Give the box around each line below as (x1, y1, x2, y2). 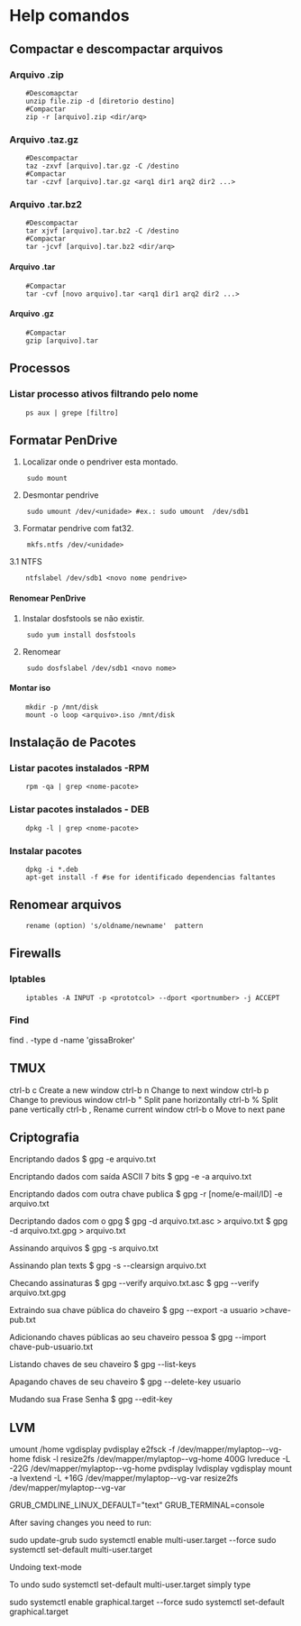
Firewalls (9, 946, 61, 961)
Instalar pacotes (9, 844, 83, 857)
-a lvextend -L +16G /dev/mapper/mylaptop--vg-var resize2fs (9, 1473, 239, 1484)
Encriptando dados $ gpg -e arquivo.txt (9, 1153, 156, 1164)
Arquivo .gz (9, 308, 54, 319)
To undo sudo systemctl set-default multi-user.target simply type (9, 1579, 251, 1590)
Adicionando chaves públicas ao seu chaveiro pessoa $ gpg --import (9, 1332, 267, 1343)
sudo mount (26, 474, 68, 483)
